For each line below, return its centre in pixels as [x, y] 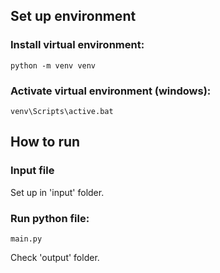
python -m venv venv [53, 65]
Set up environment [73, 16]
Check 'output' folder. [55, 257]
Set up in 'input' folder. [57, 192]
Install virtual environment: [77, 45]
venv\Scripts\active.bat [62, 111]
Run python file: [50, 218]
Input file [32, 171]
